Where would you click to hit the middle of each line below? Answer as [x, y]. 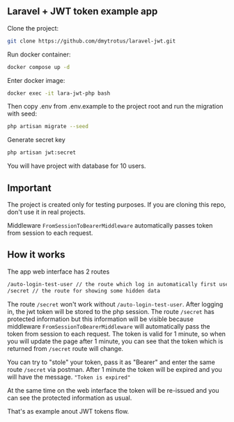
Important [29, 188]
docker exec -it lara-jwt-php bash [59, 93]
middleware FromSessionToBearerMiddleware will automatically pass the [109, 326]
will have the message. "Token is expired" [69, 377]
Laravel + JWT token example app [83, 11]
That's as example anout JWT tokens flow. [68, 411]
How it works [36, 255]
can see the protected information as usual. [70, 398]
